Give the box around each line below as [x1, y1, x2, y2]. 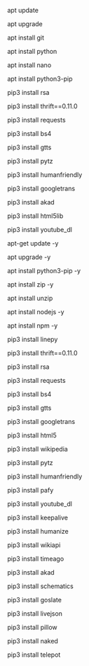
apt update [7, 6, 39, 14]
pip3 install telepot [7, 650, 61, 659]
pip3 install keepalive [7, 513, 69, 522]
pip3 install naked [7, 637, 58, 645]
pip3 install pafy [7, 486, 54, 494]
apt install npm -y [7, 321, 58, 330]
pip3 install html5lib [7, 212, 64, 220]
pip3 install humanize [7, 527, 69, 535]
